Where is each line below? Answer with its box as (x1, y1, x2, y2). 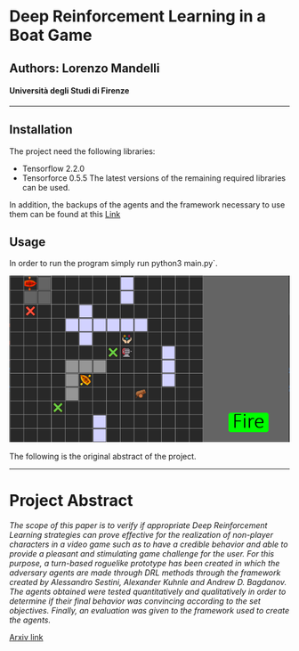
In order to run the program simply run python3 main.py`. (9, 258, 218, 269)
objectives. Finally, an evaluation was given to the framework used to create (9, 606, 290, 616)
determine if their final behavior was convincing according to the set (9, 596, 261, 606)
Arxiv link (9, 632, 44, 643)
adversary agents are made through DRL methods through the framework (9, 567, 281, 578)
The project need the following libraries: (9, 145, 156, 157)
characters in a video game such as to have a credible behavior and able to (9, 539, 288, 549)
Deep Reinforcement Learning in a (9, 6, 267, 27)
